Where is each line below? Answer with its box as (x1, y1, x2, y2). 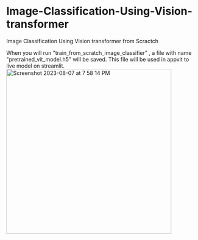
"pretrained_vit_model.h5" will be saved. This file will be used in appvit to (6, 55, 189, 63)
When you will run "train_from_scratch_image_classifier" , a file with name (6, 49, 192, 56)
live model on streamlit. (6, 62, 65, 69)
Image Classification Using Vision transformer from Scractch (6, 37, 159, 44)
